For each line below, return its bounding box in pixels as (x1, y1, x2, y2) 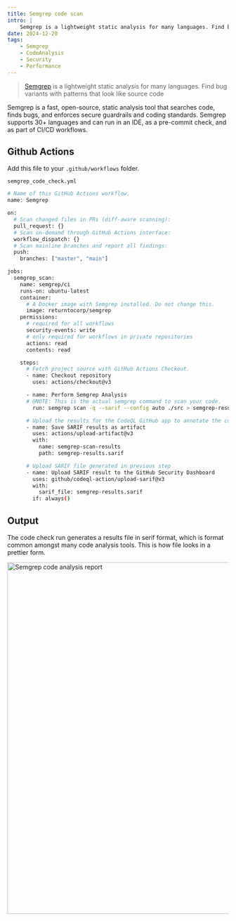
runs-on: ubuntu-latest (20, 288, 90, 295)
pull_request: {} (13, 222, 65, 229)
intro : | (7, 17, 33, 24)
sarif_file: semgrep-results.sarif (38, 489, 143, 496)
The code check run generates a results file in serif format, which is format (7, 534, 224, 541)
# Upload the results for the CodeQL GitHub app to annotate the (25, 417, 221, 424)
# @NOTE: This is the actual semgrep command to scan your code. (25, 398, 221, 405)
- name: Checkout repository (25, 372, 112, 380)
